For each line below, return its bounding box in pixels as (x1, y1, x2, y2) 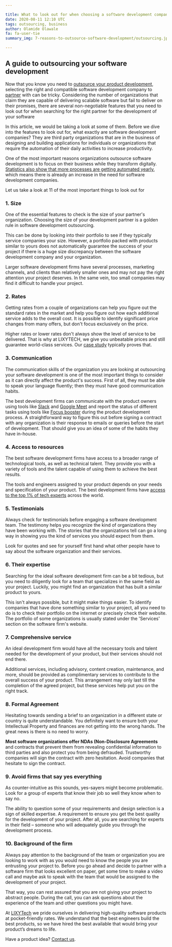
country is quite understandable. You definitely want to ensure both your (5, 718, 158, 724)
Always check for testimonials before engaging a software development (5, 517, 157, 523)
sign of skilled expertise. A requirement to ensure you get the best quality (5, 811, 160, 817)
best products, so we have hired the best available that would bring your (5, 920, 158, 927)
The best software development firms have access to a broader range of (5, 455, 159, 461)
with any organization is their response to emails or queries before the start (5, 420, 164, 426)
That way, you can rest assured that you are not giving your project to (5, 889, 153, 895)
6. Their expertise (5, 561, 51, 568)
